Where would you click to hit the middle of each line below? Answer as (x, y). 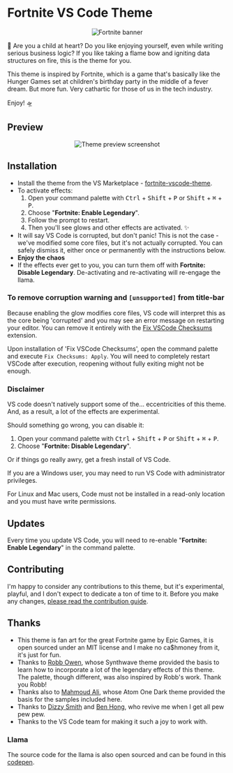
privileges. (22, 481)
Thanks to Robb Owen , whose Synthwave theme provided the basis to (118, 662)
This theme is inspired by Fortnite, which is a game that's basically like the (114, 74)
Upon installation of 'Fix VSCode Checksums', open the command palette (113, 348)
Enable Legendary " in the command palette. (72, 547)
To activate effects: (45, 190)
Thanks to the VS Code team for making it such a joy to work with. (112, 721)
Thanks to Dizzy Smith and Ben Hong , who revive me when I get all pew (121, 707)
